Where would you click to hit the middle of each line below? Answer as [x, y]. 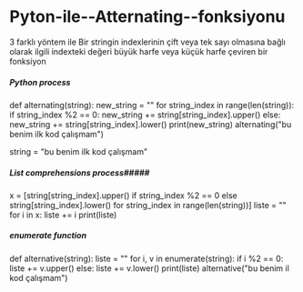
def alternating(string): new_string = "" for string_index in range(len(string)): [152, 105]
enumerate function [48, 236]
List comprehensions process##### [80, 172]
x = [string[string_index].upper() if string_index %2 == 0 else [124, 195]
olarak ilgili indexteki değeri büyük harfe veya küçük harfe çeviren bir [139, 51]
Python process [40, 82]
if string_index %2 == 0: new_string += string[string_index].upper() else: [145, 115]
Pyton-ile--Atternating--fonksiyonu [147, 17]
